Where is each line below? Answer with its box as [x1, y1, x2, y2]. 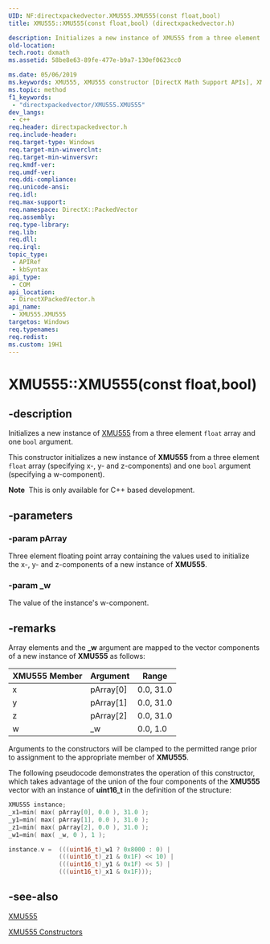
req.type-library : [8, 221, 70, 229]
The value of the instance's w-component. [8, 598, 149, 608]
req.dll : [8, 235, 38, 244]
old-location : [8, 41, 56, 49]
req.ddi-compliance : [8, 176, 78, 184]
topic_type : [8, 250, 48, 259]
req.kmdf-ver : [8, 160, 56, 169]
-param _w [8, 579, 51, 590]
